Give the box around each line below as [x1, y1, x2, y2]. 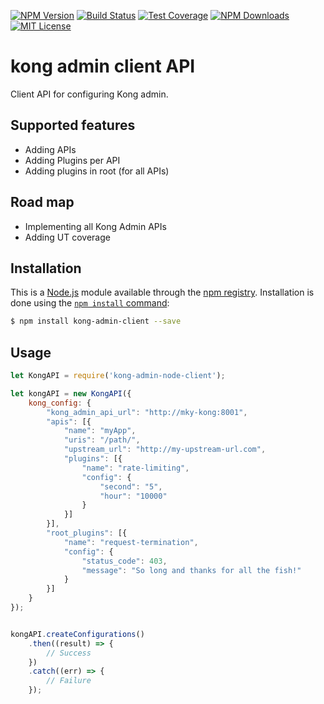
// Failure [46, 676, 92, 686]
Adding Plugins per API [24, 154, 121, 166]
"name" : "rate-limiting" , [81, 463, 190, 473]
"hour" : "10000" [99, 491, 168, 501]
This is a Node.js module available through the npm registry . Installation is [10, 286, 315, 299]
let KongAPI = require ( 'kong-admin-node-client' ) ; [10, 371, 226, 381]
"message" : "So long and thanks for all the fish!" [81, 565, 302, 575]
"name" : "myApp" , [63, 426, 137, 436]
